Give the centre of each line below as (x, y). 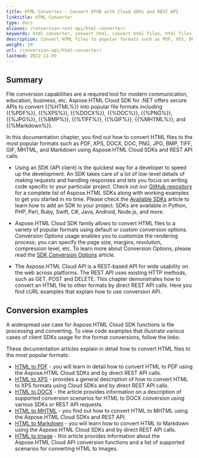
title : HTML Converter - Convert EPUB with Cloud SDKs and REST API (92, 12)
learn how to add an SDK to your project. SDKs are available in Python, (101, 206)
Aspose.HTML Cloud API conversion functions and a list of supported (99, 443)
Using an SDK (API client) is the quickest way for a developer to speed (100, 168)
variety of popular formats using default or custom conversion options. (101, 230)
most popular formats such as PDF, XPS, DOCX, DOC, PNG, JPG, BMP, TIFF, (99, 144)
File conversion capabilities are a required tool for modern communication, (97, 94)
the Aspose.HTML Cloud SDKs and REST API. (70, 417)
